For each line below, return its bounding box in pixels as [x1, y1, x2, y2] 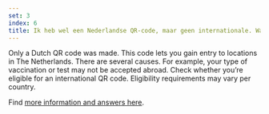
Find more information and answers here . [8, 97, 145, 108]
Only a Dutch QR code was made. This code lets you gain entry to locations [8, 49, 258, 58]
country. [8, 82, 36, 92]
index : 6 [8, 19, 38, 27]
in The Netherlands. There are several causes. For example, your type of [8, 57, 248, 66]
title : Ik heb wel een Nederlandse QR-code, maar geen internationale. [8, 26, 252, 34]
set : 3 [8, 11, 30, 20]
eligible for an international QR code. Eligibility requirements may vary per [8, 73, 251, 84]
